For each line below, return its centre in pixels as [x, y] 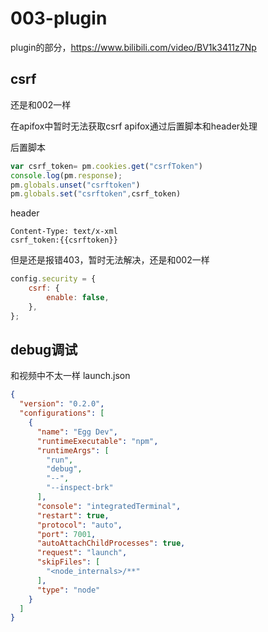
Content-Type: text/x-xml [64, 232]
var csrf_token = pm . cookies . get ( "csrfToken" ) [106, 166]
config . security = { [53, 279]
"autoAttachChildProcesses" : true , [111, 543]
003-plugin [59, 18]
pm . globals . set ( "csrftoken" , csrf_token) [96, 194]
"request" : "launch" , [82, 553]
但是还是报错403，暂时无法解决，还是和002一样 [110, 260]
